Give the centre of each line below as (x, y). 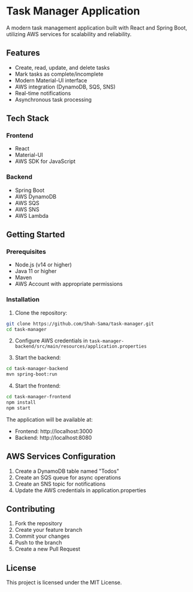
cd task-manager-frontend (38, 397)
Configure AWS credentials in (51, 341)
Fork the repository (39, 523)
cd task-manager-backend (37, 369)
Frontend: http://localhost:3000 (54, 431)
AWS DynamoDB (36, 196)
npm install (21, 402)
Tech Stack (28, 119)
